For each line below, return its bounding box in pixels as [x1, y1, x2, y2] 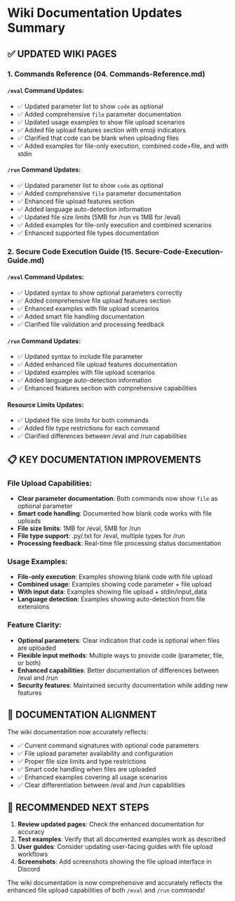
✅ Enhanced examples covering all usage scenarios [17, 772, 168, 781]
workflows [17, 850, 48, 859]
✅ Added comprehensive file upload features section [17, 297, 171, 305]
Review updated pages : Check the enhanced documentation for [17, 820, 205, 829]
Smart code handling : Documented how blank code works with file [17, 509, 213, 518]
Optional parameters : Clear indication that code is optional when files [17, 636, 220, 644]
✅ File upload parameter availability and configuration [17, 749, 173, 758]
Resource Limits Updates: [7, 400, 84, 409]
